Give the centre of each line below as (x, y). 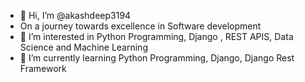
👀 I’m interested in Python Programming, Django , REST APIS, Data (156, 36)
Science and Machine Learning (83, 47)
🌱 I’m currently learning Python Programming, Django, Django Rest (157, 58)
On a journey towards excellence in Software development (140, 26)
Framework (43, 68)
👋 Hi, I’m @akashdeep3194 (75, 15)
